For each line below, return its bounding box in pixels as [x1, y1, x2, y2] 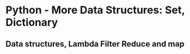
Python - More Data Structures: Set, [5, 3, 185, 17]
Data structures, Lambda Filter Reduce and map [5, 39, 185, 49]
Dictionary [5, 16, 58, 29]
